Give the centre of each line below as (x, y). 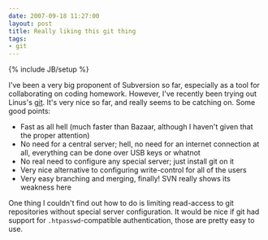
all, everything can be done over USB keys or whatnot (110, 153)
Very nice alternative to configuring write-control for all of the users (134, 170)
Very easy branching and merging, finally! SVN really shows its (125, 179)
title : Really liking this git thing (72, 31)
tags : (17, 39)
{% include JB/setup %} (49, 69)
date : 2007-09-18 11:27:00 (54, 16)
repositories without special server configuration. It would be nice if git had (134, 212)
